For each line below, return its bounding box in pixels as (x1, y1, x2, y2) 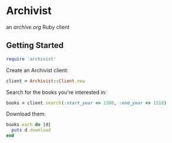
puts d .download (11, 127, 51, 133)
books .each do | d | (6, 122, 51, 128)
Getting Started (6, 40, 64, 50)
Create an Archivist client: (6, 66, 69, 74)
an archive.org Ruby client (6, 23, 70, 30)
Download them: (6, 110, 46, 118)
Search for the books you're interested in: (6, 88, 107, 96)
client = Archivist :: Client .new (6, 78, 85, 84)
